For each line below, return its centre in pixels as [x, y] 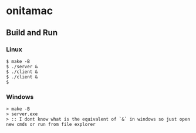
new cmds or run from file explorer [51, 125]
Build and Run [32, 33]
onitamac [30, 11]
